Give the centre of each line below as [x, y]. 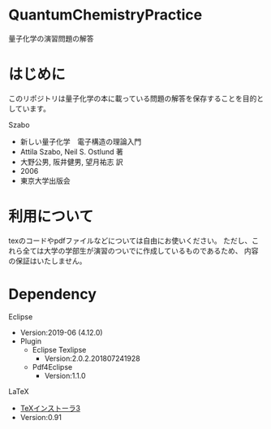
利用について [51, 217]
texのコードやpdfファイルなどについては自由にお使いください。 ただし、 [130, 240]
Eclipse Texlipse [59, 349]
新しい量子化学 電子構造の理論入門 [81, 141]
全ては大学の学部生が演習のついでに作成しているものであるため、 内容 [140, 250]
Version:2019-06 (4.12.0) [61, 332]
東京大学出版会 [45, 180]
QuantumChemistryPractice [105, 15]
